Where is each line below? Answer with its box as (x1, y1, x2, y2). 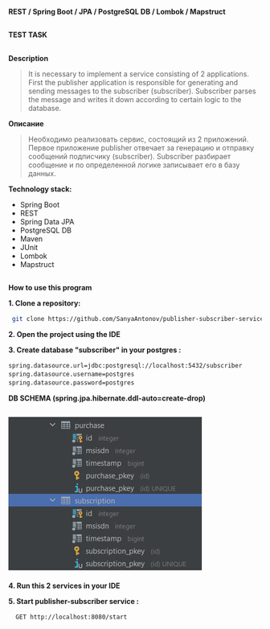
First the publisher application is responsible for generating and (27, 77, 239, 87)
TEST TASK (8, 30, 48, 39)
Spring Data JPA (19, 216, 75, 226)
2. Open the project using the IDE (8, 330, 121, 339)
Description (8, 53, 49, 63)
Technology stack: (8, 184, 72, 194)
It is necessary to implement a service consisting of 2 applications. (27, 68, 249, 79)
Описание (8, 118, 44, 128)
